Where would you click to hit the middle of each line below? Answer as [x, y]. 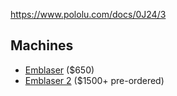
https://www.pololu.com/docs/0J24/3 [88, 14]
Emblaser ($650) [59, 70]
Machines [42, 45]
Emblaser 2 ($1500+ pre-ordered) [94, 80]
